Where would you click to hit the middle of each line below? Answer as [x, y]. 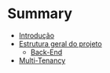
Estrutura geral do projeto [60, 43]
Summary [40, 14]
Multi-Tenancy [42, 60]
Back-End [46, 52]
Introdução [37, 35]
